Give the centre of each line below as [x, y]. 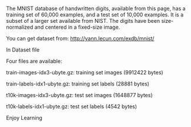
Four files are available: [34, 61]
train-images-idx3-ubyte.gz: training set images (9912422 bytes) [85, 72]
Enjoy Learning [24, 118]
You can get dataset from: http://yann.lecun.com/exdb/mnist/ [80, 38]
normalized [20, 27]
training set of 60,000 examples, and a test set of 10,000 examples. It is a [95, 15]
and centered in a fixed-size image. [77, 27]
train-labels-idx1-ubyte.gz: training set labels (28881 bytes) [78, 84]
